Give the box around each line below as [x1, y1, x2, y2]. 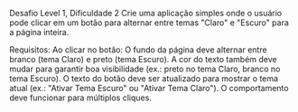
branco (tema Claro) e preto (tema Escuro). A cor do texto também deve [9, 54, 277, 64]
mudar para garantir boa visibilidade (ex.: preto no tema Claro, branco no [9, 63, 281, 74]
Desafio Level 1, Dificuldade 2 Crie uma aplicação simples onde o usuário [9, 8, 283, 18]
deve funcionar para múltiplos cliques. [9, 92, 152, 103]
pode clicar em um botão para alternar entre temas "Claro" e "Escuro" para [9, 17, 289, 28]
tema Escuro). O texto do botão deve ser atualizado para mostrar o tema [9, 73, 278, 84]
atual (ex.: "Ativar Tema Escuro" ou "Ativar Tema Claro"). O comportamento [9, 83, 289, 93]
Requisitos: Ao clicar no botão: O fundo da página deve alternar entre [9, 44, 268, 55]
